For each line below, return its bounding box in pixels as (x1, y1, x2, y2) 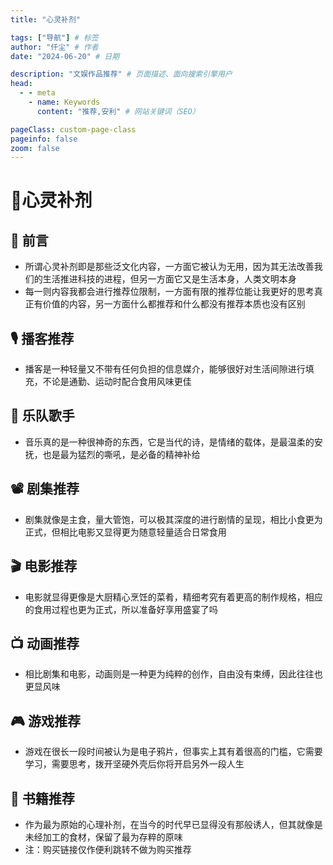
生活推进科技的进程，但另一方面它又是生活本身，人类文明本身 (42, 273, 297, 285)
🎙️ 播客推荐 (10, 330, 75, 347)
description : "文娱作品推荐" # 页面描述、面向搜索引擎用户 (10, 69, 233, 80)
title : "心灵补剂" (10, 14, 82, 25)
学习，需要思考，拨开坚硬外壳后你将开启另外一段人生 (24, 758, 245, 770)
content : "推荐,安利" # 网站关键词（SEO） (36, 106, 200, 116)
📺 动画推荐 (10, 635, 80, 652)
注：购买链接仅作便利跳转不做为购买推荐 (24, 843, 192, 855)
